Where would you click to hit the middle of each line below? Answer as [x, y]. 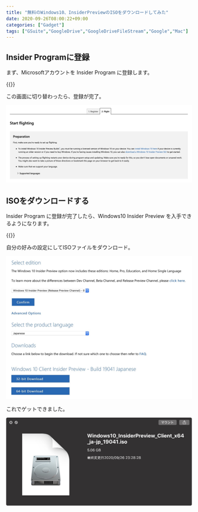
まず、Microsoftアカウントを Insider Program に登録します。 [80, 72]
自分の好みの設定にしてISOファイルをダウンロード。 [70, 247]
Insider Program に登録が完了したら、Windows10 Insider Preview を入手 [94, 216]
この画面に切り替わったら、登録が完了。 [55, 97]
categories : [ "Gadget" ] [35, 25]
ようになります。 [32, 223]
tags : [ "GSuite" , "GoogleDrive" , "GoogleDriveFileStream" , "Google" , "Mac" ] [97, 31]
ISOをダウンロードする [48, 201]
